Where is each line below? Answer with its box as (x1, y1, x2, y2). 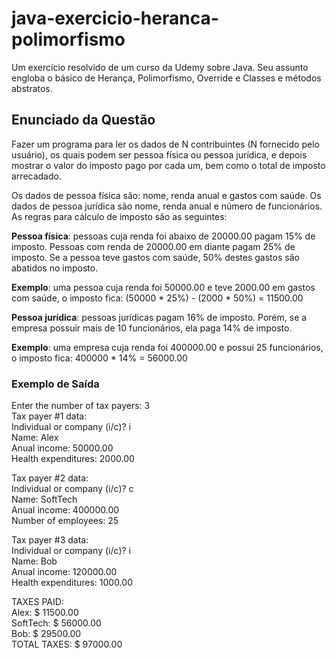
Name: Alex (11, 432, 59, 444)
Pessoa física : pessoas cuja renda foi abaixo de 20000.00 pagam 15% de (11, 230, 316, 242)
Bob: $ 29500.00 (11, 628, 82, 640)
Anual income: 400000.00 (11, 504, 120, 516)
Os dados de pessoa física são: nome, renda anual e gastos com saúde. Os (11, 189, 322, 201)
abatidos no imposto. (11, 262, 99, 274)
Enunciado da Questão (11, 112, 156, 129)
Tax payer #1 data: (11, 410, 88, 422)
